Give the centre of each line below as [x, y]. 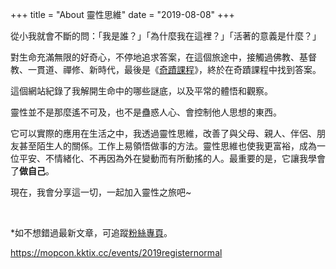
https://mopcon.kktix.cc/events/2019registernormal [116, 252]
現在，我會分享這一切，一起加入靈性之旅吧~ [101, 192]
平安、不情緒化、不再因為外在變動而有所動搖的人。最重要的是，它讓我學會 [172, 158]
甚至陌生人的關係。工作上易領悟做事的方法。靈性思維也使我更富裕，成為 [167, 146]
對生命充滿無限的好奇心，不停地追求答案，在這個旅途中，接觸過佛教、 [155, 57]
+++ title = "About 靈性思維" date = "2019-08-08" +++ [122, 14]
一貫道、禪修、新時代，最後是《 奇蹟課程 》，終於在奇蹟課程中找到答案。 [174, 69]
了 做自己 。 [32, 171]
